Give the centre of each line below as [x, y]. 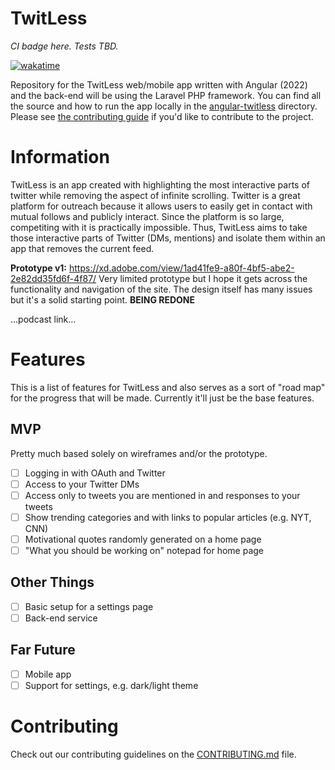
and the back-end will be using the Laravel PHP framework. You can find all [166, 95]
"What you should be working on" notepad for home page [144, 550]
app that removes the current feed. [82, 248]
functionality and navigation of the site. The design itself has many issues [161, 289]
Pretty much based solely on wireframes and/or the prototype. [139, 453]
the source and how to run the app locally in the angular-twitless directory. [164, 106]
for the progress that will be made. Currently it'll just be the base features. [162, 398]
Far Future [43, 650]
